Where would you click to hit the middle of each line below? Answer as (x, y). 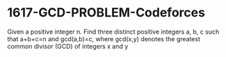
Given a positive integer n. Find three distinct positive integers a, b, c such (113, 32)
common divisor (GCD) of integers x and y (68, 46)
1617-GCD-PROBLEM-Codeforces (106, 13)
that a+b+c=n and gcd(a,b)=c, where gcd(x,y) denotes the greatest (104, 38)
